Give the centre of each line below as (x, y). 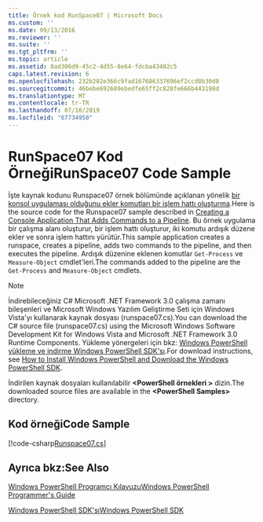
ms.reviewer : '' (35, 37)
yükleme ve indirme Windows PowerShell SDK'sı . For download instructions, (131, 351)
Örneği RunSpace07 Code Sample (120, 173)
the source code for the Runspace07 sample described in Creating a (119, 211)
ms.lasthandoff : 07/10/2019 (54, 111)
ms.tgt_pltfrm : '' (38, 52)
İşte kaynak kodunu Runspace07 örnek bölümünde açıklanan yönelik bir (124, 195)
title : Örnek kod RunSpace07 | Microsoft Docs (86, 15)
